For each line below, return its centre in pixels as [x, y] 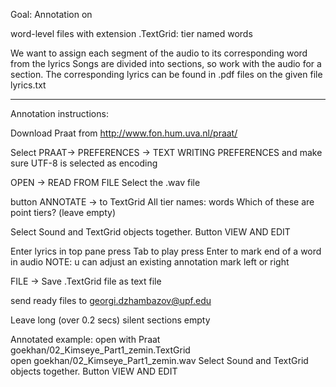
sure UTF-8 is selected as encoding [84, 163]
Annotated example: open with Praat [85, 339]
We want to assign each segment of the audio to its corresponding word [159, 53]
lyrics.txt [28, 85]
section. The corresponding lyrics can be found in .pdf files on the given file [166, 74]
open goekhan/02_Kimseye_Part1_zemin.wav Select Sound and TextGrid [159, 360]
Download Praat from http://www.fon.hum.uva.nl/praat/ [124, 133]
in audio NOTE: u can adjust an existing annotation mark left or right [150, 262]
